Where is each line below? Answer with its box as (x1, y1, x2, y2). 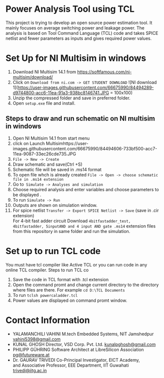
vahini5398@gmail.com (12, 336, 61, 342)
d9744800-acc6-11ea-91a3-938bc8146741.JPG (12, 89, 109, 95)
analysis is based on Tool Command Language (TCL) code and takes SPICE (5, 30, 159, 36)
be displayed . (12, 192, 41, 198)
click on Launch (12, 140, 45, 146)
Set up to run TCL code (5, 245, 101, 257)
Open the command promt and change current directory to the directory (12, 282, 159, 288)
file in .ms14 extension (12, 177, 64, 182)
